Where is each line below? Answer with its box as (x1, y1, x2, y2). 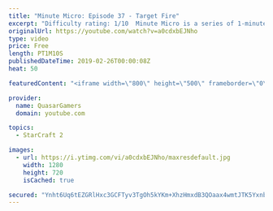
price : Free (8, 42, 49, 50)
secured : (8, 191, 38, 199)
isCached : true (23, 176, 75, 184)
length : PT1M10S (8, 50, 63, 58)
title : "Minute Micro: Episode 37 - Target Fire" (8, 11, 180, 20)
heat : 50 (8, 65, 38, 73)
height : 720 (23, 168, 63, 177)
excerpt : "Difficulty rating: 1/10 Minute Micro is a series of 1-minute (8, 19, 267, 28)
